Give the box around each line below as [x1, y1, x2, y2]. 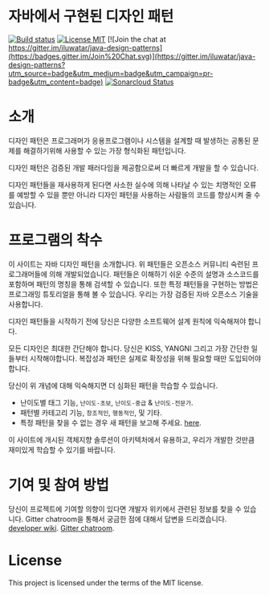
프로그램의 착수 [8, 231, 103, 250]
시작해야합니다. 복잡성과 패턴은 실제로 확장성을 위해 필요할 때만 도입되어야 [29, 353, 262, 363]
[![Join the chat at [107, 34, 166, 44]
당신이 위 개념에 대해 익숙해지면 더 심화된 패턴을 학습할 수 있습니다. [8, 381, 218, 390]
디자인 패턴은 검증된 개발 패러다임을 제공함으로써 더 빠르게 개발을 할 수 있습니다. [8, 162, 259, 173]
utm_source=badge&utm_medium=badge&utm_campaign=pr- [8, 68, 214, 78]
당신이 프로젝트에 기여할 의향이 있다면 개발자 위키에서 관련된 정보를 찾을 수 [8, 503, 243, 514]
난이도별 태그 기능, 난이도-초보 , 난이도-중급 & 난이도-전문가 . [19, 397, 194, 407]
